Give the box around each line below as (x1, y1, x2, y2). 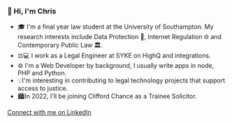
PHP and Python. (17, 69, 67, 78)
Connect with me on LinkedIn (7, 108, 92, 117)
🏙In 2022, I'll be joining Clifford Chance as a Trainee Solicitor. (17, 92, 197, 101)
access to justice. (17, 84, 68, 93)
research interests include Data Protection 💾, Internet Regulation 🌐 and (17, 33, 222, 41)
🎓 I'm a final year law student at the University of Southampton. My (17, 22, 215, 31)
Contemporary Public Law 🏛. (17, 41, 103, 50)
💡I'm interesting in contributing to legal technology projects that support (17, 76, 226, 85)
